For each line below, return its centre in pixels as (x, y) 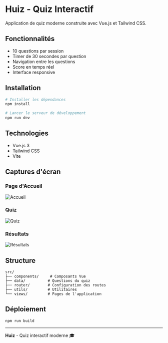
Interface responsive (34, 72)
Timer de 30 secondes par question (49, 56)
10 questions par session (38, 51)
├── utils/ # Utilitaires (41, 289)
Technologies (27, 133)
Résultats (17, 234)
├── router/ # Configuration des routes (56, 285)
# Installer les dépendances (35, 99)
